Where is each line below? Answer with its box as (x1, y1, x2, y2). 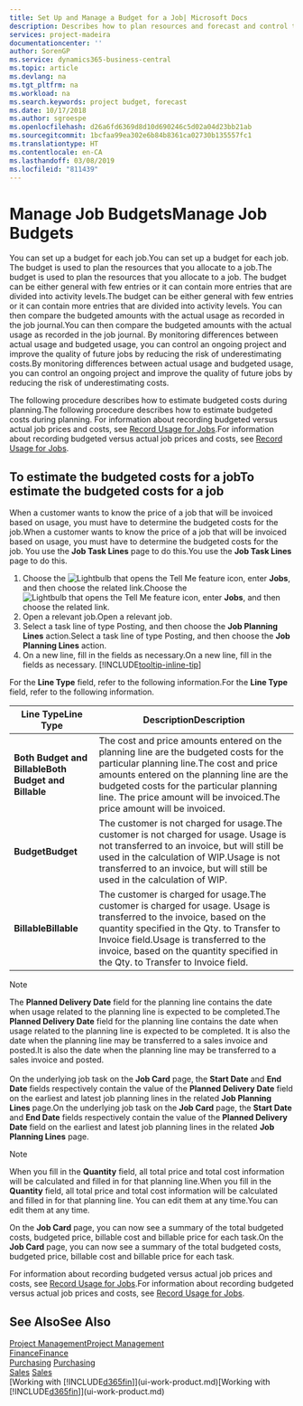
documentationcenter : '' (9, 38, 103, 48)
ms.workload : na (9, 89, 70, 98)
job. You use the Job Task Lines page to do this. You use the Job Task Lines (9, 546, 292, 557)
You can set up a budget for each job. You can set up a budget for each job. (9, 252, 289, 263)
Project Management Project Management (9, 1337, 165, 1348)
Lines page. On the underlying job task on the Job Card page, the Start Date (9, 1102, 293, 1113)
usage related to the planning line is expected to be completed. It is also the (9, 1025, 290, 1036)
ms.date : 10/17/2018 (9, 106, 87, 115)
